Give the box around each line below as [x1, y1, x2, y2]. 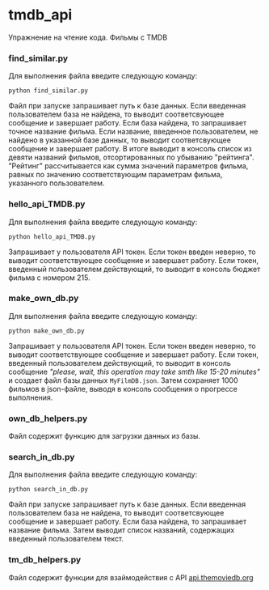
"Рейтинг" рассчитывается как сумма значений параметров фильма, [8, 161, 249, 171]
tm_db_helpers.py [8, 554, 82, 566]
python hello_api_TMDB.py [8, 232, 95, 240]
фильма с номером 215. [8, 273, 90, 282]
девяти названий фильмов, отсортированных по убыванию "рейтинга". [8, 152, 254, 163]
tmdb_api [8, 6, 73, 24]
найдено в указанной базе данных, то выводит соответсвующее [8, 135, 232, 145]
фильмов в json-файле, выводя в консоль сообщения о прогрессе [8, 384, 238, 393]
